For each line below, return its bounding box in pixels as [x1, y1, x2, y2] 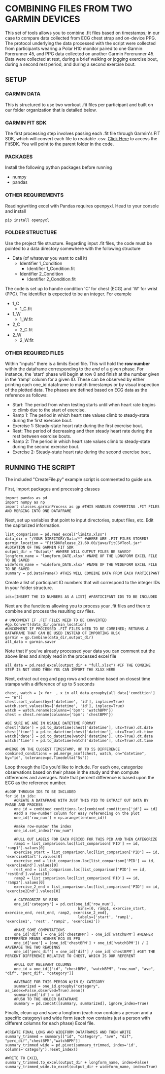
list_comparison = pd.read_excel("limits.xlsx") [5, 532, 107, 537]
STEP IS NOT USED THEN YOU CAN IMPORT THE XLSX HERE [5, 667, 116, 672]
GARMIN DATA [5, 90, 41, 97]
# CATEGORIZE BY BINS [14, 897, 58, 902]
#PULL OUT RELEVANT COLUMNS [14, 962, 71, 967]
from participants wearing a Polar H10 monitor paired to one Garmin [5, 45, 143, 51]
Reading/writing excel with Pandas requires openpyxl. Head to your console [5, 203, 159, 209]
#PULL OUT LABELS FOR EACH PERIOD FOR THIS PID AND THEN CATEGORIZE [14, 836, 158, 842]
